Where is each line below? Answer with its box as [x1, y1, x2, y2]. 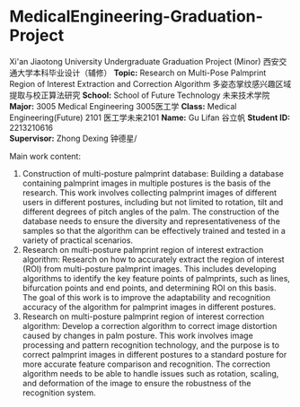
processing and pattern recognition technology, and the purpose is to [22, 339, 280, 351]
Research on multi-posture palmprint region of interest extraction [22, 244, 264, 255]
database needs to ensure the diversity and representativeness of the [22, 215, 281, 226]
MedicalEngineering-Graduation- [9, 6, 263, 27]
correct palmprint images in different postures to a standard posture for [22, 349, 287, 359]
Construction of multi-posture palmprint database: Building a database [22, 168, 285, 178]
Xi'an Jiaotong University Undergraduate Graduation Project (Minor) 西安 [9, 56, 279, 66]
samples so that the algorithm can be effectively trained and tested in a [22, 225, 286, 236]
